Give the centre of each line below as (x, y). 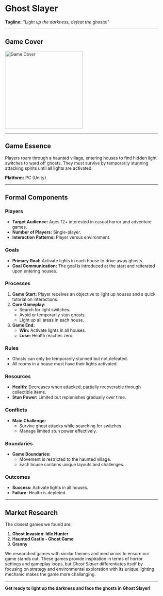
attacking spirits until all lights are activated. (49, 168)
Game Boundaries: (31, 454)
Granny (20, 544)
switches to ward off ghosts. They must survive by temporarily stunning (77, 163)
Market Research (32, 513)
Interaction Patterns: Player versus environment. (61, 237)
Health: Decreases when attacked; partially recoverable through (76, 387)
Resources (18, 377)
